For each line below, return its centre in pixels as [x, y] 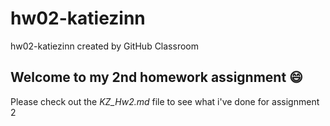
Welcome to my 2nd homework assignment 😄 [156, 77]
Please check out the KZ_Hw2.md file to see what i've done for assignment [165, 101]
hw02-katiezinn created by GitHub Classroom [104, 46]
